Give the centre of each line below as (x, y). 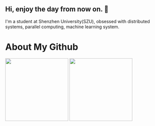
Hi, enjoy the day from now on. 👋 (57, 9)
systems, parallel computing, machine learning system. (62, 27)
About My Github (42, 47)
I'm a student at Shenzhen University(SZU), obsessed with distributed (77, 21)
